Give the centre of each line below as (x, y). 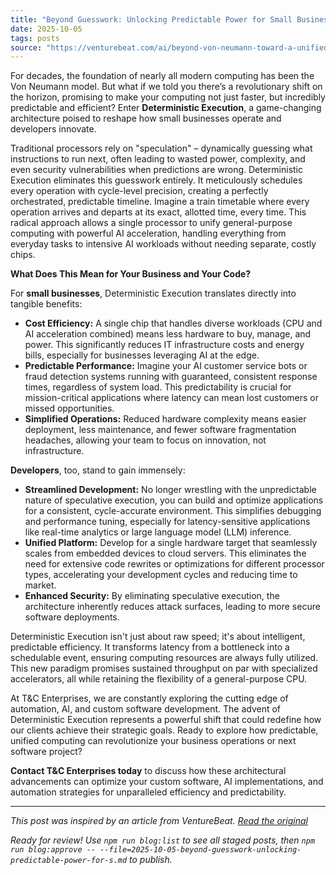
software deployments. (72, 617)
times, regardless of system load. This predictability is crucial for (158, 387)
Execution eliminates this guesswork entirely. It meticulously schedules (156, 180)
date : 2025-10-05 (46, 29)
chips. (23, 255)
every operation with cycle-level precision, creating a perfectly (139, 191)
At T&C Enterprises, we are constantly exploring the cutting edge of (149, 698)
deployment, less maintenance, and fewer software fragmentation (160, 430)
